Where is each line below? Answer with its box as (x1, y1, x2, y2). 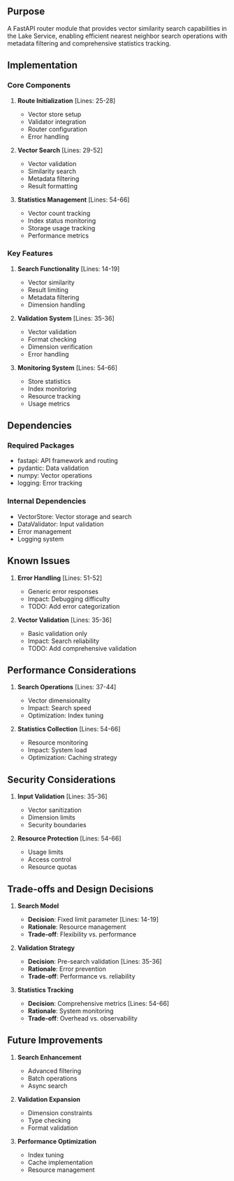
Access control (27, 855, 72, 864)
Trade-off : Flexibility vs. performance (27, 930, 137, 939)
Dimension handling (27, 301, 85, 309)
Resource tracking (27, 392, 81, 400)
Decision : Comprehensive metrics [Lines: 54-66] (27, 1000, 170, 1008)
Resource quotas (27, 863, 77, 871)
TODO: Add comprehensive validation (27, 644, 137, 652)
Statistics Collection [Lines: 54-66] (17, 725, 121, 733)
